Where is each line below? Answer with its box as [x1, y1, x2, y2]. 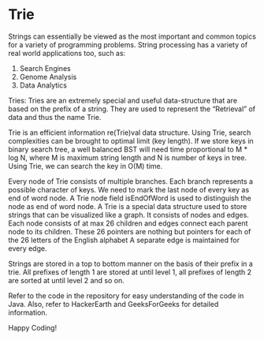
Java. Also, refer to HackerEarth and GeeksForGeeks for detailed [8, 299, 219, 308]
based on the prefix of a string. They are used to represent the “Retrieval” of [8, 104, 256, 114]
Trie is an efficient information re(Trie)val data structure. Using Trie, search [8, 128, 251, 137]
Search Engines [19, 63, 71, 73]
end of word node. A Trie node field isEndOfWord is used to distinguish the [8, 193, 251, 203]
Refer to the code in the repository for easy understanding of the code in [8, 290, 244, 301]
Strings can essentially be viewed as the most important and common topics [8, 32, 256, 41]
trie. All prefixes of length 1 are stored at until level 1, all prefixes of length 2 [8, 267, 252, 277]
